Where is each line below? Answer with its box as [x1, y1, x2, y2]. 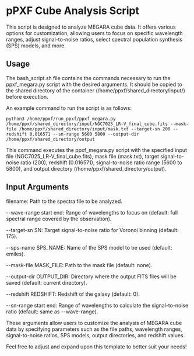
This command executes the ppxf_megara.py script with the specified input [6, 146, 188, 153]
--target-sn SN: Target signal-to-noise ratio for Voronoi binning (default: [6, 226, 179, 233]
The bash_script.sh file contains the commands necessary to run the [6, 74, 171, 81]
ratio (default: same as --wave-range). [6, 308, 98, 315]
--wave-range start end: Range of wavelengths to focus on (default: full [6, 209, 178, 216]
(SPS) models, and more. [6, 42, 66, 49]
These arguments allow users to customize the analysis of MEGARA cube [6, 319, 182, 326]
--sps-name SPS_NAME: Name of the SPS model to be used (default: [6, 244, 172, 251]
